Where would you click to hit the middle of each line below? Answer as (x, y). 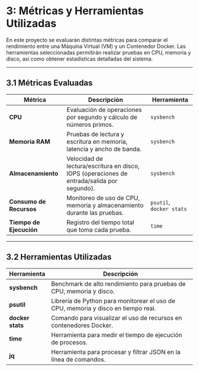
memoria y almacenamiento (105, 205)
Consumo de (28, 202)
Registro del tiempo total (100, 222)
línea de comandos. (78, 359)
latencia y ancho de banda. (104, 149)
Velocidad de (85, 158)
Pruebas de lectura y (95, 134)
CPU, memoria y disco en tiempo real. (104, 308)
